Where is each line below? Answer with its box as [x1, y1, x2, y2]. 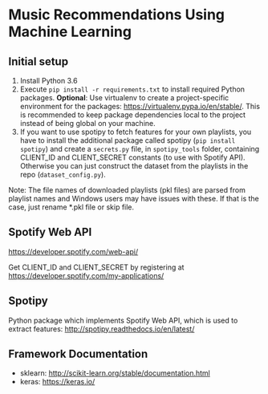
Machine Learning [8, 22, 132, 41]
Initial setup [8, 55, 69, 68]
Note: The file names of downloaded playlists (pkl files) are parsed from [8, 185, 246, 194]
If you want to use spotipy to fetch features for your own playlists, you [19, 127, 252, 136]
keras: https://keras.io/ [19, 377, 95, 387]
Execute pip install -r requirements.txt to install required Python [19, 84, 246, 94]
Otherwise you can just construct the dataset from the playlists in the [19, 161, 249, 170]
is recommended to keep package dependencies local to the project [19, 110, 246, 120]
